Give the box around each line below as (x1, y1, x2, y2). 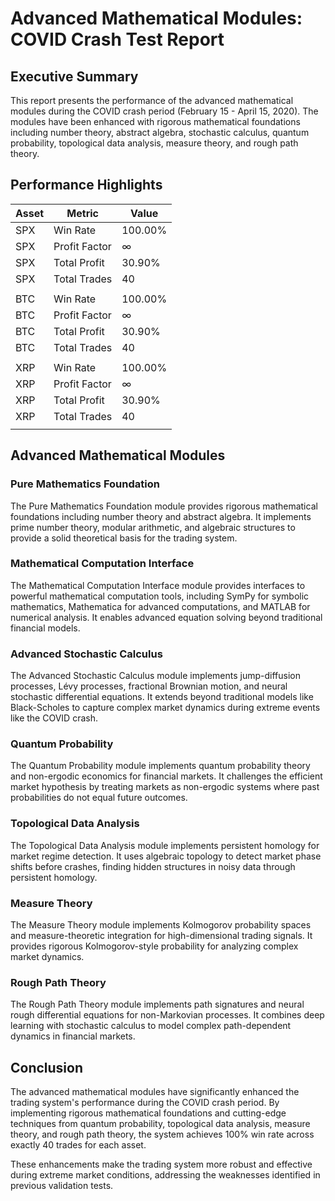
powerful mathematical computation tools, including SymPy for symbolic (10, 590, 310, 602)
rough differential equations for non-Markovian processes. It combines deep (10, 1009, 325, 1021)
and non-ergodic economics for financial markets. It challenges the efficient (10, 770, 323, 782)
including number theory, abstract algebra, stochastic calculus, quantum (10, 127, 310, 138)
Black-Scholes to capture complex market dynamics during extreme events (10, 702, 321, 714)
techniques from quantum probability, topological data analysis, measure (10, 1118, 311, 1130)
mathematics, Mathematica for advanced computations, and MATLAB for (10, 600, 311, 612)
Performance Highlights (10, 177, 163, 194)
